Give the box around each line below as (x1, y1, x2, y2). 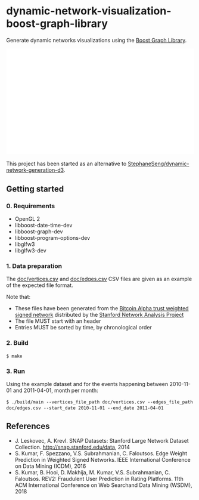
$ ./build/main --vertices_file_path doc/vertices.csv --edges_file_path (6, 399, 194, 405)
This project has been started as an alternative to (6, 160, 127, 168)
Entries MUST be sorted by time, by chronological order (14, 324, 152, 331)
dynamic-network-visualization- (6, 4, 172, 18)
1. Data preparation (6, 262, 63, 270)
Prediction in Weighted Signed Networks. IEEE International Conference (14, 456, 191, 463)
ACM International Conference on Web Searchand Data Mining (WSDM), (14, 482, 192, 489)
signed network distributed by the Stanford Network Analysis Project (14, 311, 184, 319)
